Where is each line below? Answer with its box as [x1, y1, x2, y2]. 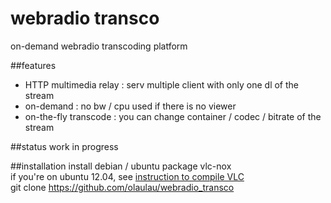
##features [10, 59, 57, 71]
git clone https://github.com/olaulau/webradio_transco [10, 181, 235, 193]
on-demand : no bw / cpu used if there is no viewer [24, 100, 237, 112]
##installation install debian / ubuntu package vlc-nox [10, 160, 232, 172]
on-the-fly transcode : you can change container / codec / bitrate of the [24, 110, 322, 122]
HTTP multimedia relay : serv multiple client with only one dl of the [24, 78, 299, 91]
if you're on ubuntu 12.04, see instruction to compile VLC [10, 170, 245, 182]
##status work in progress [10, 140, 119, 152]
